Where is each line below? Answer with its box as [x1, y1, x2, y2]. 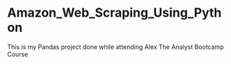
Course [7, 50, 29, 58]
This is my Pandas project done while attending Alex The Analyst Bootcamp [7, 42, 224, 51]
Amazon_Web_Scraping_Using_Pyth [7, 5, 222, 21]
